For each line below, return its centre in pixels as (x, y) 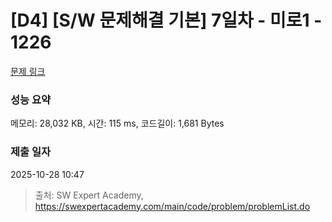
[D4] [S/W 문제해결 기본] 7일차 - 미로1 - (166, 20)
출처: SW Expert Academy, (89, 195)
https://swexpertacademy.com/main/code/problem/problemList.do (172, 206)
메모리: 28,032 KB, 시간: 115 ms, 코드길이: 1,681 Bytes (117, 123)
